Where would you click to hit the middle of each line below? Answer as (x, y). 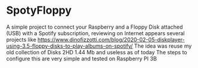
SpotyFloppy (39, 10)
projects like (21, 39)
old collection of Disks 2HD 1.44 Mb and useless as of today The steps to (97, 52)
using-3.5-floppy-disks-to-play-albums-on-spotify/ (70, 46)
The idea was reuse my (163, 46)
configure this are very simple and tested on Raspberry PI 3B (82, 58)
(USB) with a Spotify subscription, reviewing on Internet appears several (95, 33)
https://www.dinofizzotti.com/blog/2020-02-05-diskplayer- (111, 39)
